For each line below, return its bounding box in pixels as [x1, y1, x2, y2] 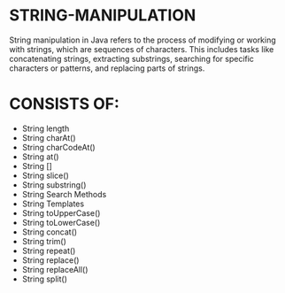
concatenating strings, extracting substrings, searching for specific [9, 53, 255, 64]
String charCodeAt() [21, 142, 96, 152]
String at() [21, 151, 59, 162]
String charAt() [21, 132, 76, 143]
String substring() [21, 179, 87, 190]
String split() [21, 274, 68, 284]
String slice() [21, 170, 69, 181]
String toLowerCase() [21, 217, 101, 227]
